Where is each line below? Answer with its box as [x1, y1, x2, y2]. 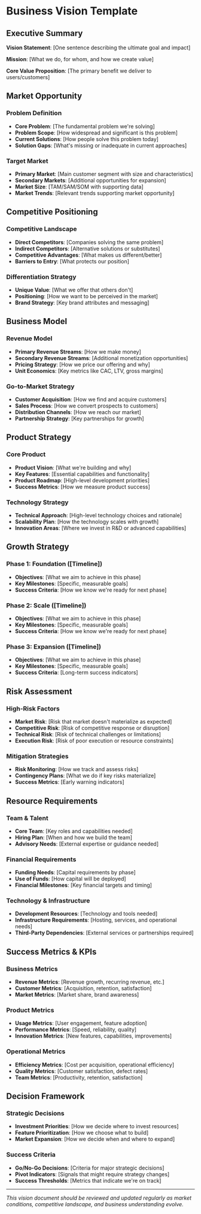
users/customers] [6, 74, 50, 80]
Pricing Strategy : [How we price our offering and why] [14, 361, 151, 368]
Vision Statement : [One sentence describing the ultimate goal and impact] [6, 44, 191, 51]
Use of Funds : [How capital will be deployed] [14, 875, 127, 883]
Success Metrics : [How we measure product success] [14, 483, 151, 490]
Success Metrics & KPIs [6, 946, 97, 957]
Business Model [6, 316, 68, 326]
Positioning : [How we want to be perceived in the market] [14, 292, 159, 299]
